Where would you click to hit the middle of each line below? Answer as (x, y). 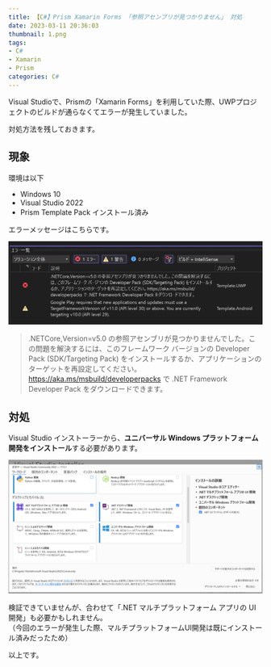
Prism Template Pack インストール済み (84, 212)
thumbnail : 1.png (38, 34)
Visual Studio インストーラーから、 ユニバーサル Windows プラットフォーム (133, 438)
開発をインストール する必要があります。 (75, 448)
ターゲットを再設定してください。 (84, 369)
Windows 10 (40, 194)
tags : (17, 43)
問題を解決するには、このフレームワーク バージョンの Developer (142, 349)
